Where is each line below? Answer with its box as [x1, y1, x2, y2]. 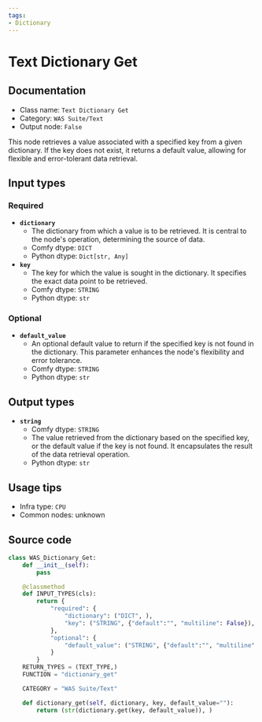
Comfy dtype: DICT [31, 243, 93, 253]
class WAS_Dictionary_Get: [8, 554, 97, 561]
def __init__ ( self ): [22, 561, 90, 569]
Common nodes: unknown [19, 510, 105, 520]
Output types [8, 395, 75, 409]
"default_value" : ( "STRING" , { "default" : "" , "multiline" [64, 641, 256, 650]
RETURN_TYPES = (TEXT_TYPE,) [22, 663, 118, 672]
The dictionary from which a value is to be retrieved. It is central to [31, 226, 247, 236]
